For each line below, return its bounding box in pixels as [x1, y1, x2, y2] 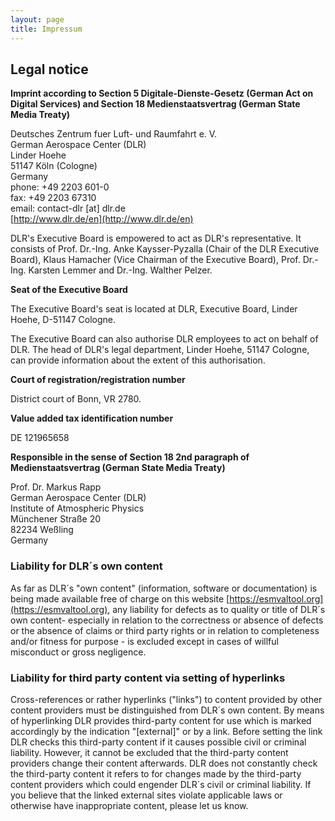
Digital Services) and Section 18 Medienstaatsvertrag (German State [10, 98, 301, 110]
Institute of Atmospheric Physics [10, 502, 145, 515]
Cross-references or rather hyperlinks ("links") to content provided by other [10, 693, 323, 705]
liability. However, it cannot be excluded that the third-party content [10, 746, 289, 758]
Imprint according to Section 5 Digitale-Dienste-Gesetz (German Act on [10, 87, 314, 100]
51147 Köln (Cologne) [10, 160, 98, 172]
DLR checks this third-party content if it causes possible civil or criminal [10, 736, 307, 748]
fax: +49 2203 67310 [10, 192, 97, 204]
